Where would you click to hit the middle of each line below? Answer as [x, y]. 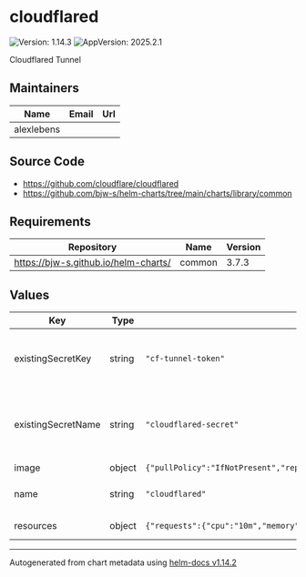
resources [36, 526]
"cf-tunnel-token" [185, 359]
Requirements [50, 222]
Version [244, 248]
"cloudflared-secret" [192, 425]
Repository [92, 248]
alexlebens [37, 129]
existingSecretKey [53, 359]
